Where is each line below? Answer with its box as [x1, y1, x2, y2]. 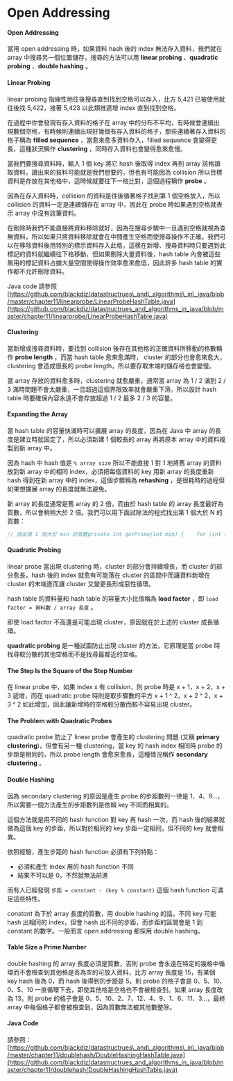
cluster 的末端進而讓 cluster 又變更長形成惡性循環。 [7, 580, 155, 588]
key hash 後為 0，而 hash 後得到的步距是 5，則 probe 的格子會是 [7, 977, 193, 985]
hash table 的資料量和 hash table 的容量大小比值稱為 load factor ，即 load [7, 594, 218, 603]
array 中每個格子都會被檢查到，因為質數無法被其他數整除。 [7, 1002, 176, 1011]
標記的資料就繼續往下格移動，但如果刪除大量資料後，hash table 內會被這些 [7, 249, 221, 258]
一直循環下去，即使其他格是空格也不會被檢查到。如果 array [34, 985, 203, 993]
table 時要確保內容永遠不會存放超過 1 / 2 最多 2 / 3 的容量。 [7, 393, 177, 402]
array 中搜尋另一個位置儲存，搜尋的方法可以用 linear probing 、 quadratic [7, 54, 218, 62]
